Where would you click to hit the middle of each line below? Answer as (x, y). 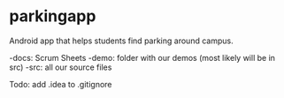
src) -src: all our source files (61, 67)
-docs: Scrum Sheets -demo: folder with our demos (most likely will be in (142, 57)
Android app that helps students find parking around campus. (121, 41)
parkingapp (53, 16)
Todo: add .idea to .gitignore (61, 84)
